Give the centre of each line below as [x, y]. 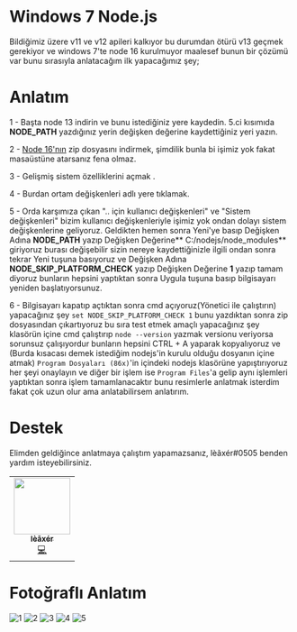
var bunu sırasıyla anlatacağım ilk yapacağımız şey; [104, 60]
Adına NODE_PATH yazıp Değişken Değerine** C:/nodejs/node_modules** [148, 240]
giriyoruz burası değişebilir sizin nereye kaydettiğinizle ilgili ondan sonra [143, 249]
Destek [36, 428]
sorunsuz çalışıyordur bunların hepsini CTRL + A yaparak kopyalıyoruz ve [145, 343]
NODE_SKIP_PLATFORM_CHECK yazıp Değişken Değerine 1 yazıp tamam [146, 269]
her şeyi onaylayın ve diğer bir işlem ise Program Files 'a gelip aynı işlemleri [148, 372]
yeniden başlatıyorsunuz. [56, 288]
